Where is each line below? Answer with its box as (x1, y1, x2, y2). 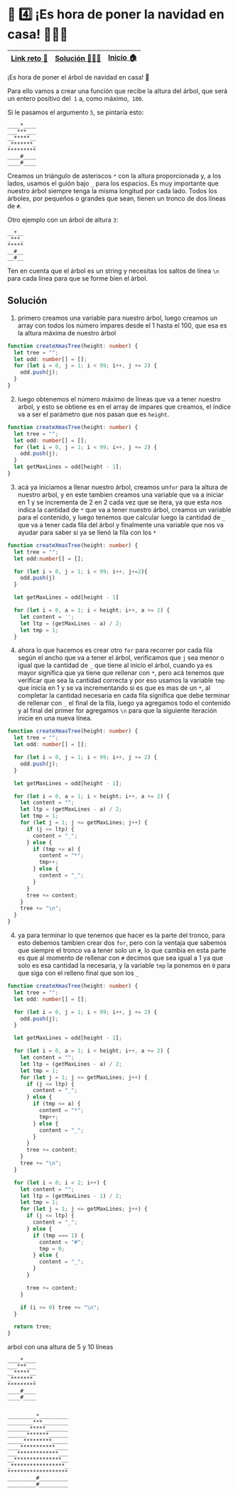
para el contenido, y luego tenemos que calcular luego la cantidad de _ (17, 513, 226, 522)
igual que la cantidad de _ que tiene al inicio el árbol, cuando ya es (17, 661, 213, 669)
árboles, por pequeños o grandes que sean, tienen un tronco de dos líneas (7, 194, 226, 203)
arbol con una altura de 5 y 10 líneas (7, 1343, 114, 1351)
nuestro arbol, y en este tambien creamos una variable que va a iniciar (17, 490, 224, 499)
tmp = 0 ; (38, 1245, 65, 1252)
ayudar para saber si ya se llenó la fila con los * (17, 528, 157, 536)
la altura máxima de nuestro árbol (17, 328, 117, 337)
